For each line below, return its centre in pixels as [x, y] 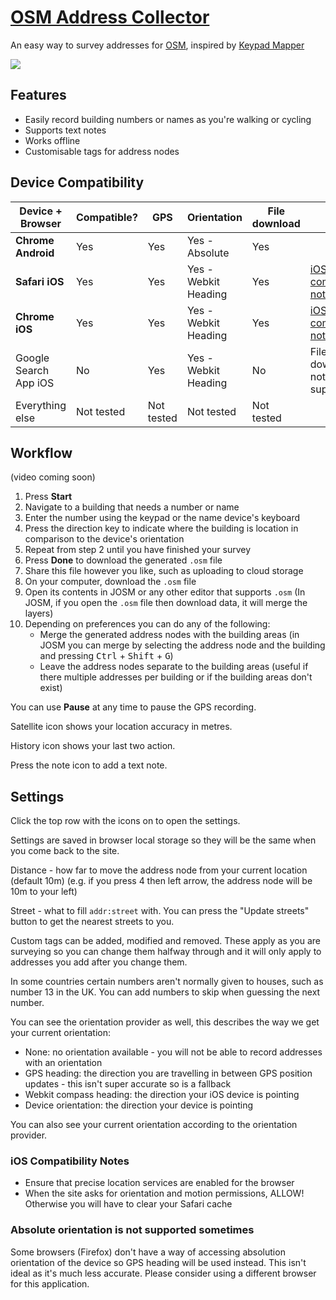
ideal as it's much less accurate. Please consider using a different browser [163, 1273]
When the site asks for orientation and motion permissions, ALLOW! [164, 1193]
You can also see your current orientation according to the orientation [154, 1125]
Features [38, 95]
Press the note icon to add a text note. [89, 765]
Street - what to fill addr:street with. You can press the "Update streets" [160, 911]
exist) [51, 688]
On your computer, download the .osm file [110, 582]
